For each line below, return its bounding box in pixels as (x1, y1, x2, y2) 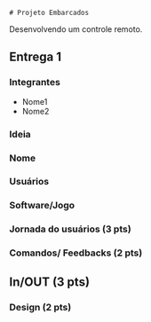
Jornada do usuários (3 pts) (9, 223, 131, 235)
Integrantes (9, 76, 60, 89)
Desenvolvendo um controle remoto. (9, 24, 143, 35)
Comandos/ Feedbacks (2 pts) (9, 247, 143, 259)
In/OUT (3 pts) (9, 274, 91, 289)
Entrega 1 (9, 50, 62, 65)
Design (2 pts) (9, 301, 72, 313)
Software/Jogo (9, 200, 75, 212)
